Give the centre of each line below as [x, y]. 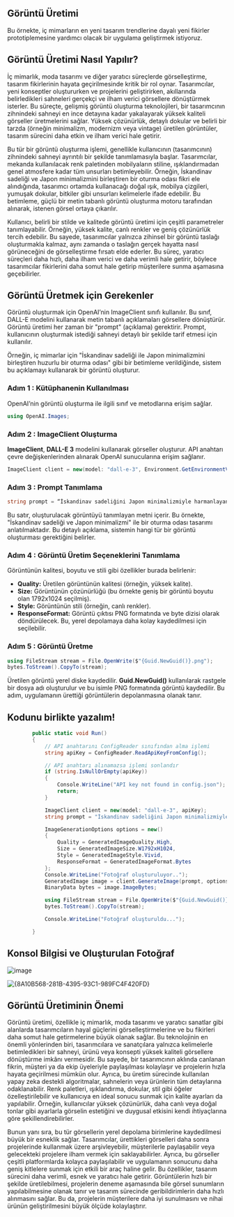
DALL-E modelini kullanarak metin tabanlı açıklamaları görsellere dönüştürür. [116, 320]
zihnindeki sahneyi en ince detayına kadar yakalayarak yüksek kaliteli [107, 114]
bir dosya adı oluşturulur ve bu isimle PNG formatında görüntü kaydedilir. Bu [116, 688]
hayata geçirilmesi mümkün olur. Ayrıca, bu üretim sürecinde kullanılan [108, 1074]
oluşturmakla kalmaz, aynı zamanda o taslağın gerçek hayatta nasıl [103, 244]
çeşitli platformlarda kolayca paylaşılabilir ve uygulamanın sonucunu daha [112, 1162]
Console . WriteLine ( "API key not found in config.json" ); [141, 785]
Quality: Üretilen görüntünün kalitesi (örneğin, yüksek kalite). [105, 584]
